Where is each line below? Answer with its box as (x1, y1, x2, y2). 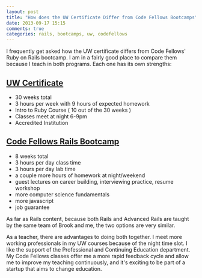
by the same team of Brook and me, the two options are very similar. (6, 222, 176, 229)
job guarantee (14, 204, 50, 211)
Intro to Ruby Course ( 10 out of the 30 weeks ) (14, 106, 131, 113)
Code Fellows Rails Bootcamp (6, 136, 120, 147)
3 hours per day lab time (14, 165, 76, 172)
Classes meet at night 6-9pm (14, 112, 87, 120)
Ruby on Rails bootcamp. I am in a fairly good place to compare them (6, 54, 177, 61)
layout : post (6, 8, 39, 15)
